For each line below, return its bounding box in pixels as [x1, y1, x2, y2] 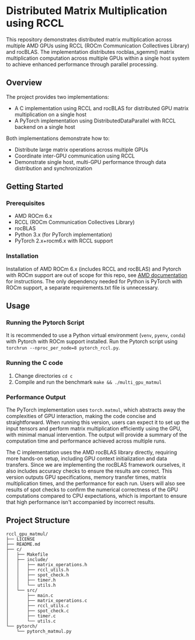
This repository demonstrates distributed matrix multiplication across [6, 36, 172, 43]
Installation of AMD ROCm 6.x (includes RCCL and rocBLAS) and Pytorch [6, 265, 182, 272]
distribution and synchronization [14, 165, 92, 172]
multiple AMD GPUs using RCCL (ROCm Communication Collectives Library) [6, 42, 190, 49]
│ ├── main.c [6, 593, 54, 598]
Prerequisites [6, 199, 45, 207]
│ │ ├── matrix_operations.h [6, 562, 88, 567]
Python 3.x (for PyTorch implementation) [14, 231, 113, 238]
